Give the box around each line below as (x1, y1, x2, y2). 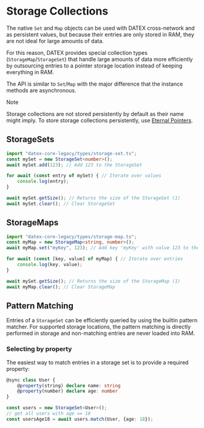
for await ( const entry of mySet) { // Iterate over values (6, 173, 162, 179)
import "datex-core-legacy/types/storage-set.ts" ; (6, 150, 137, 156)
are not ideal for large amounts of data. (6, 37, 104, 44)
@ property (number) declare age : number (17, 388, 118, 395)
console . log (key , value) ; (17, 261, 83, 268)
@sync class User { (6, 377, 56, 383)
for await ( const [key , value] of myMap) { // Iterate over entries (6, 256, 183, 262)
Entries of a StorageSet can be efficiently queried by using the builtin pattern (6, 317, 198, 324)
